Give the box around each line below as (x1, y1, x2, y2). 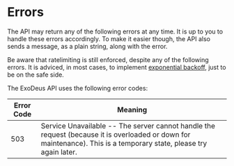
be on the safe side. (7, 70, 64, 79)
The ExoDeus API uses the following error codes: (7, 84, 148, 92)
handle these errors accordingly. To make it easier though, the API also (7, 34, 211, 43)
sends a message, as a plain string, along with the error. (7, 42, 168, 50)
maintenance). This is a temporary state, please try (40, 138, 208, 148)
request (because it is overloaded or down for (40, 130, 191, 139)
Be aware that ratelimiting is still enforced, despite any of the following (7, 55, 209, 63)
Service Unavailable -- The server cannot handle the (40, 121, 216, 130)
